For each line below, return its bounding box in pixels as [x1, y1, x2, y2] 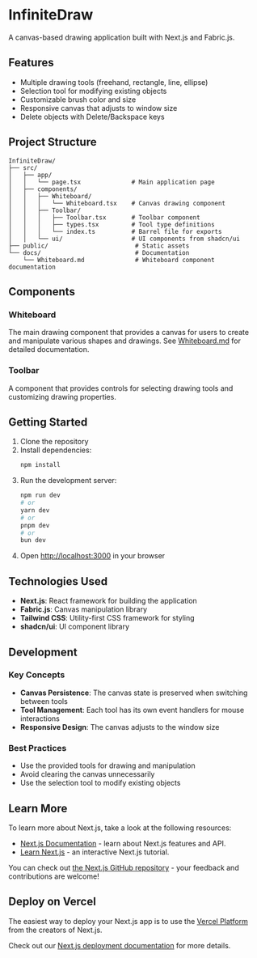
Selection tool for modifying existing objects [19, 86, 167, 95]
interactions [19, 714, 61, 723]
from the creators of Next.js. [8, 925, 103, 935]
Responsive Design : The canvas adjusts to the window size [19, 722, 220, 731]
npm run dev [19, 491, 61, 499]
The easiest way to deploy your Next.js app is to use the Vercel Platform [8, 916, 249, 926]
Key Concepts [8, 669, 65, 680]
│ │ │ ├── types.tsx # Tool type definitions [8, 220, 216, 228]
